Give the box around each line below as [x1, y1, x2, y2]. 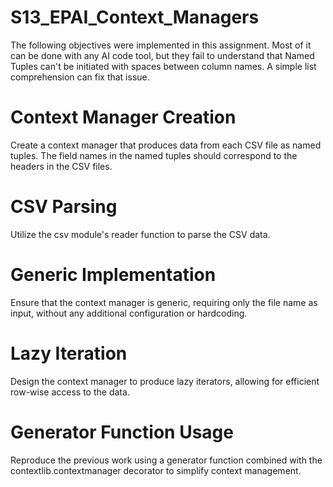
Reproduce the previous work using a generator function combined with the [10, 454, 323, 466]
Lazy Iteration [10, 342, 128, 365]
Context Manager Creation [10, 106, 237, 129]
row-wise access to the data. [10, 386, 130, 398]
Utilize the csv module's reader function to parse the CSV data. [10, 228, 271, 240]
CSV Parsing [10, 196, 118, 218]
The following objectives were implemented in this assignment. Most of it [10, 39, 312, 51]
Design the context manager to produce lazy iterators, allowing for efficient [10, 375, 320, 387]
